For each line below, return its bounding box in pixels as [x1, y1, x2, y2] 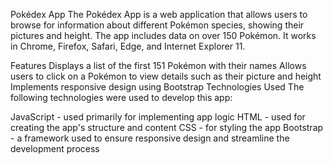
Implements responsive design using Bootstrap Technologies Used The [10, 81, 305, 93]
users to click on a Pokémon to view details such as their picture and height [10, 70, 322, 82]
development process [10, 143, 100, 154]
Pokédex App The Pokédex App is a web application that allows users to [10, 9, 308, 20]
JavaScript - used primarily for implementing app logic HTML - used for [10, 111, 306, 123]
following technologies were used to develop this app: [10, 92, 233, 103]
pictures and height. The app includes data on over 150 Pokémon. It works [10, 30, 317, 41]
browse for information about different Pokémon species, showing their [10, 19, 305, 31]
